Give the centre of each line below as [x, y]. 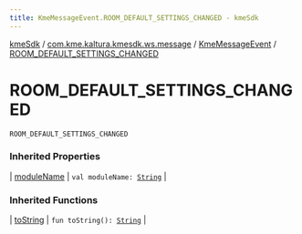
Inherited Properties [55, 157]
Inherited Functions [54, 199]
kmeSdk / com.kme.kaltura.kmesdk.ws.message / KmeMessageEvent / [143, 44]
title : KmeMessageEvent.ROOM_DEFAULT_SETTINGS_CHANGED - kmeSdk [134, 18]
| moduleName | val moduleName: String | [88, 176]
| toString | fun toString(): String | [78, 220]
